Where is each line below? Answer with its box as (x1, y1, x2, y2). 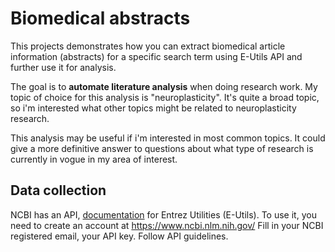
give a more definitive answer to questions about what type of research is (10, 142, 314, 154)
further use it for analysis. (10, 61, 117, 73)
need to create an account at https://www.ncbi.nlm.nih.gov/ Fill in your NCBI (10, 219, 324, 231)
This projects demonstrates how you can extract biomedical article (10, 40, 286, 52)
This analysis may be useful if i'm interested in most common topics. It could (10, 132, 326, 144)
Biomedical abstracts (10, 7, 191, 30)
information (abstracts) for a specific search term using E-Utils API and (10, 50, 303, 62)
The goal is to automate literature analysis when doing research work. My (10, 80, 318, 92)
